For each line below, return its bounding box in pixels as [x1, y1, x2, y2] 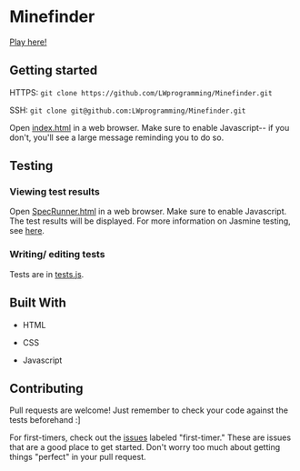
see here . [9, 225, 45, 236]
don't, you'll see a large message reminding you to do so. [9, 132, 225, 143]
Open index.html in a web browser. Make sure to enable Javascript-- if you [9, 122, 290, 133]
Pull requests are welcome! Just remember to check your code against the [9, 405, 289, 416]
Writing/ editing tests [9, 248, 105, 261]
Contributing [9, 380, 84, 396]
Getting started [9, 63, 98, 78]
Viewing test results [9, 185, 100, 198]
